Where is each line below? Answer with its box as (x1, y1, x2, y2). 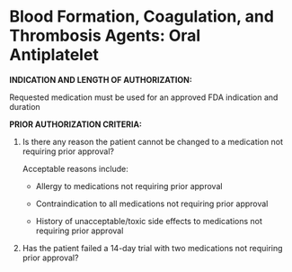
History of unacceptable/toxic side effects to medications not (35, 215, 263, 226)
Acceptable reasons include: (22, 163, 128, 174)
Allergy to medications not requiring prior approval (35, 180, 223, 191)
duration (9, 101, 40, 112)
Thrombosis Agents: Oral (9, 25, 201, 46)
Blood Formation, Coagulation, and (9, 6, 274, 27)
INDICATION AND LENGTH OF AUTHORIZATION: (9, 74, 193, 85)
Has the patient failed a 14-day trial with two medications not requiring (22, 242, 283, 253)
